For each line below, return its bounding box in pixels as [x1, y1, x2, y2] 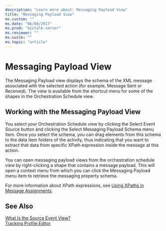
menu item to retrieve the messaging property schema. [5, 172, 118, 179]
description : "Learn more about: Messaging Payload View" [5, 7, 128, 12]
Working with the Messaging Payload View [5, 108, 141, 116]
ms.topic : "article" [5, 40, 48, 45]
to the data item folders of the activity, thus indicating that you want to [5, 137, 149, 143]
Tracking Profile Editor [5, 221, 51, 227]
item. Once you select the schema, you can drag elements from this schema [5, 131, 162, 137]
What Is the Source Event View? [5, 215, 71, 221]
